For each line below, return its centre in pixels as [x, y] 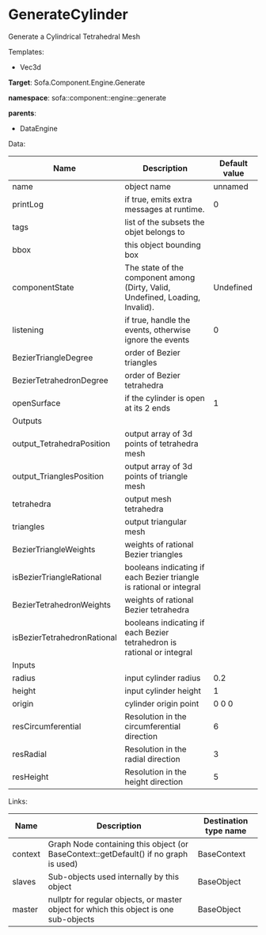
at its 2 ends [148, 407]
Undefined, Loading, [162, 297]
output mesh [148, 498]
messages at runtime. [165, 209]
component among [160, 277]
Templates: [27, 51]
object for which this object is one [111, 909]
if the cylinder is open [165, 398]
